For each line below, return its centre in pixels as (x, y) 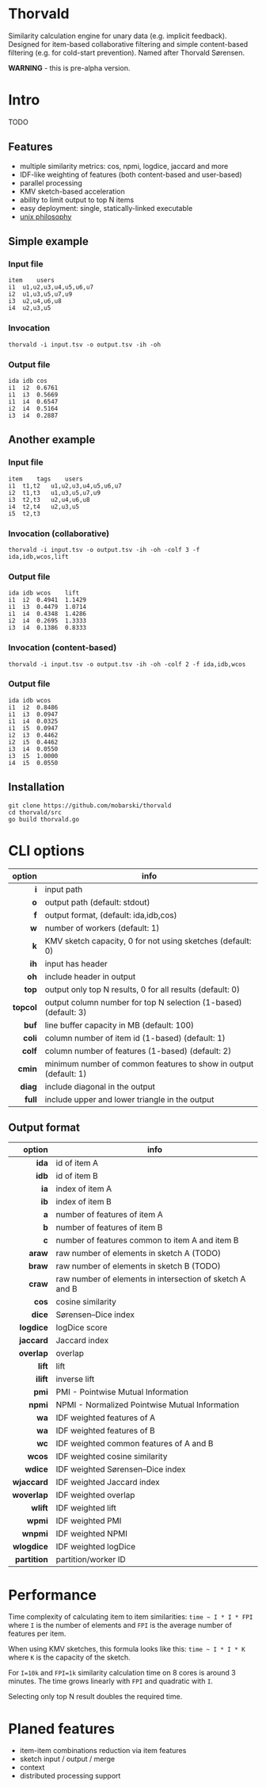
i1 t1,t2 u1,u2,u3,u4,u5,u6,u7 (65, 486)
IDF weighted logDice (96, 1547)
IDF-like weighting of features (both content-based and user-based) (131, 174)
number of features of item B (109, 1227)
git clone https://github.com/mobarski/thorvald (90, 806)
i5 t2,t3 (25, 513)
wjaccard (30, 1482)
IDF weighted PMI (89, 1521)
